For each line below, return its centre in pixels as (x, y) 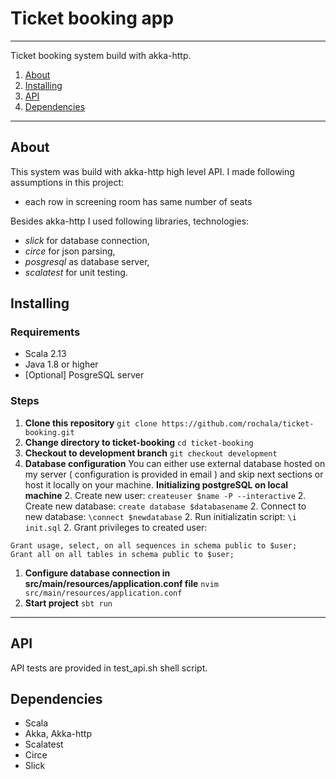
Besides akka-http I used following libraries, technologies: (130, 221)
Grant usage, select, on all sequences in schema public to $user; (154, 545)
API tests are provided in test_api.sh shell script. (109, 668)
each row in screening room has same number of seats (138, 201)
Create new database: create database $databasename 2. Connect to (165, 506)
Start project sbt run (68, 603)
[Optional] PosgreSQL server (84, 375)
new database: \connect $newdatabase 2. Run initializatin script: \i (160, 516)
